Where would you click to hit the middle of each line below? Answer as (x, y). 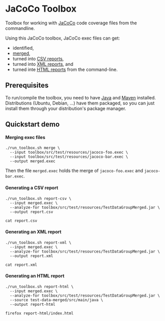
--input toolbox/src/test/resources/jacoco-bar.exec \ (69, 157)
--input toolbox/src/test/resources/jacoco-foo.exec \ (69, 153)
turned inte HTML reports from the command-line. (65, 69)
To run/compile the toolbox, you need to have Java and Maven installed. (81, 97)
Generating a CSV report (32, 188)
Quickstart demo (32, 124)
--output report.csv (31, 212)
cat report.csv (21, 221)
